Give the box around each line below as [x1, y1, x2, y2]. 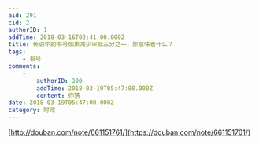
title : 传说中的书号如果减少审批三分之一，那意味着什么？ [8, 41, 174, 49]
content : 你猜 [36, 92, 80, 100]
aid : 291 [8, 11, 37, 20]
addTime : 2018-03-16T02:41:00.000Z [8, 33, 125, 42]
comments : [8, 63, 41, 71]
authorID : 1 [8, 26, 47, 34]
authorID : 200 [36, 77, 83, 85]
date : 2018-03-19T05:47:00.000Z [8, 99, 114, 107]
